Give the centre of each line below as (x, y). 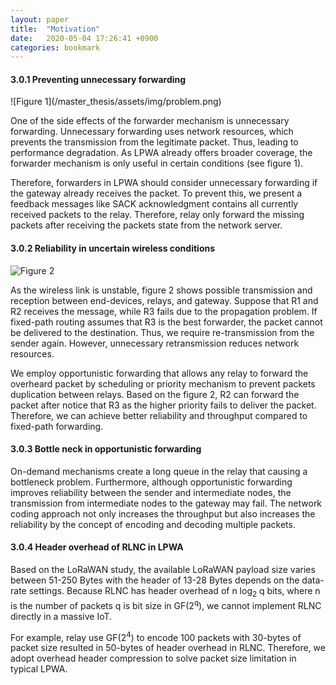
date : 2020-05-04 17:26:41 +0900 (84, 38)
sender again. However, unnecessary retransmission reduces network (155, 343)
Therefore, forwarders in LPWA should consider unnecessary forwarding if (164, 183)
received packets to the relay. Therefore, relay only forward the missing (157, 215)
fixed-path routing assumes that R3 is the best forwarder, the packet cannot (166, 322)
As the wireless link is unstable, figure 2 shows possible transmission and (161, 290)
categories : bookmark (55, 47)
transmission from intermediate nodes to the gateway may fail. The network (166, 503)
